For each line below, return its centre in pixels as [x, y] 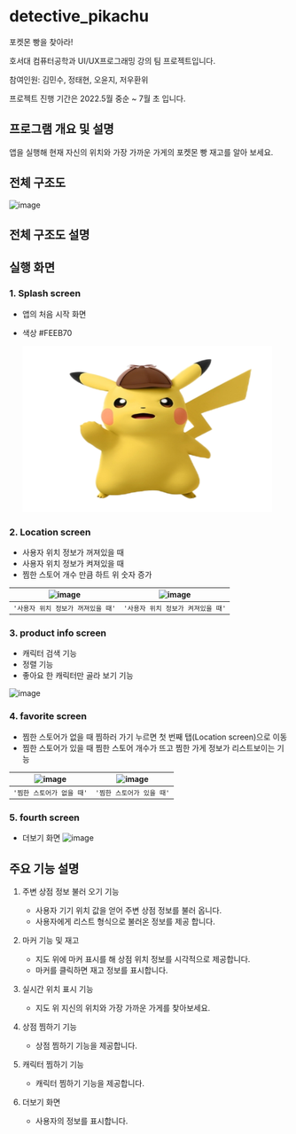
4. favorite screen [48, 716]
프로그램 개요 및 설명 [62, 129]
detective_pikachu [79, 16]
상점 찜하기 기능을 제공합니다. [86, 1046]
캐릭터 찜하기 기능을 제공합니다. [90, 1083]
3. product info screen [58, 633]
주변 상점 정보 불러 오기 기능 [70, 892]
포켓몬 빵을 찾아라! [41, 42]
